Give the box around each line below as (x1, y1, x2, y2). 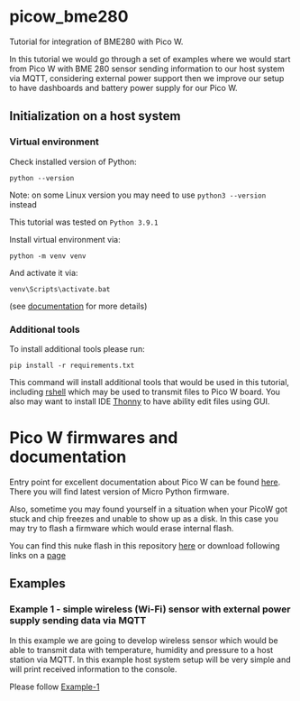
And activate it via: (9, 267, 78, 278)
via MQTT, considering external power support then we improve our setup (9, 72, 285, 83)
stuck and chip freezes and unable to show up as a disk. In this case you (9, 512, 279, 524)
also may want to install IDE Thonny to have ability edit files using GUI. (9, 395, 270, 407)
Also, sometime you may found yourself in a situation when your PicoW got (9, 503, 288, 514)
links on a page (9, 549, 66, 560)
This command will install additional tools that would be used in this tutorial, (9, 376, 290, 387)
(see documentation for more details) (9, 300, 148, 311)
